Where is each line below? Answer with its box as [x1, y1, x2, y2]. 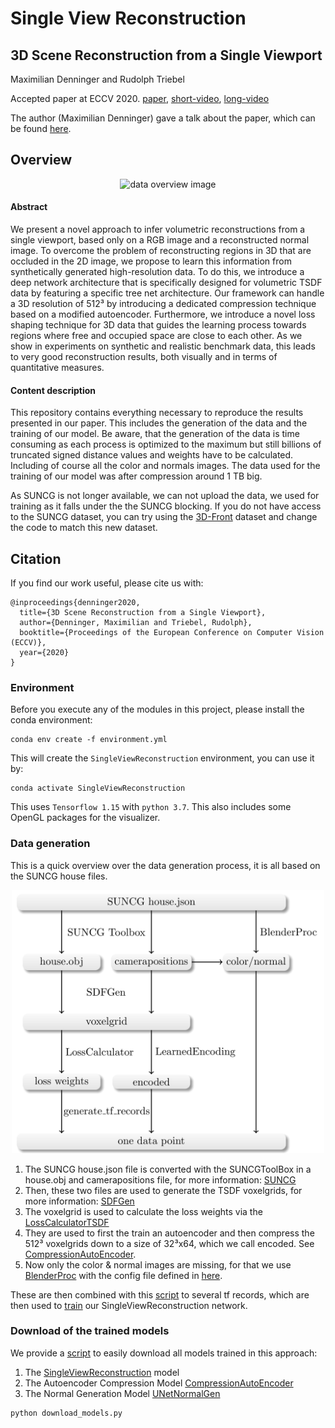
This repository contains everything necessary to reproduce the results [10, 407, 304, 419]
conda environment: [10, 714, 93, 726]
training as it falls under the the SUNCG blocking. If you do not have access [10, 500, 322, 512]
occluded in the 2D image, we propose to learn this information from [10, 255, 292, 267]
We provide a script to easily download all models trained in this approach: [10, 1347, 318, 1359]
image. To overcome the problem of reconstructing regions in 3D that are [10, 245, 312, 257]
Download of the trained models [10, 1324, 170, 1338]
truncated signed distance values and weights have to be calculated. [10, 449, 294, 461]
